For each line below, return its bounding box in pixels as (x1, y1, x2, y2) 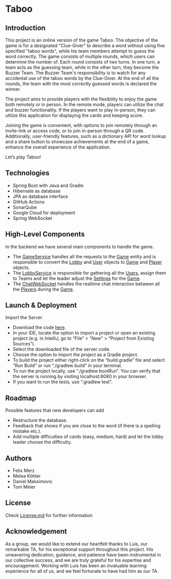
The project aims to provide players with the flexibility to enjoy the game (5, 96, 157, 102)
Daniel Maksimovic (12, 479, 53, 485)
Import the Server (5, 315, 42, 321)
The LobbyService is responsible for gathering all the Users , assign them (12, 270, 166, 276)
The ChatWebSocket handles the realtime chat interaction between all (12, 280, 160, 287)
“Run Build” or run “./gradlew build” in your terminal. (12, 362, 123, 369)
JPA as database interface (12, 193, 68, 199)
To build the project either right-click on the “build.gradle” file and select (12, 357, 165, 363)
